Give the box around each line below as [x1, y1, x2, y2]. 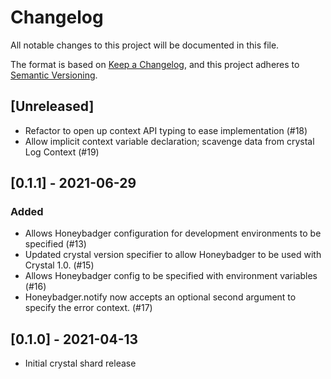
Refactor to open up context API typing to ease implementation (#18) [24, 124, 308, 136]
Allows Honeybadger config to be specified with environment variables [24, 270, 318, 282]
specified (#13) [24, 238, 87, 250]
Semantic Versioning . [10, 69, 98, 81]
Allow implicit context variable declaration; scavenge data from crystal [24, 135, 315, 147]
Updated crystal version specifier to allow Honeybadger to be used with [24, 249, 322, 261]
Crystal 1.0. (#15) [24, 259, 95, 271]
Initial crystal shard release [24, 357, 137, 370]
